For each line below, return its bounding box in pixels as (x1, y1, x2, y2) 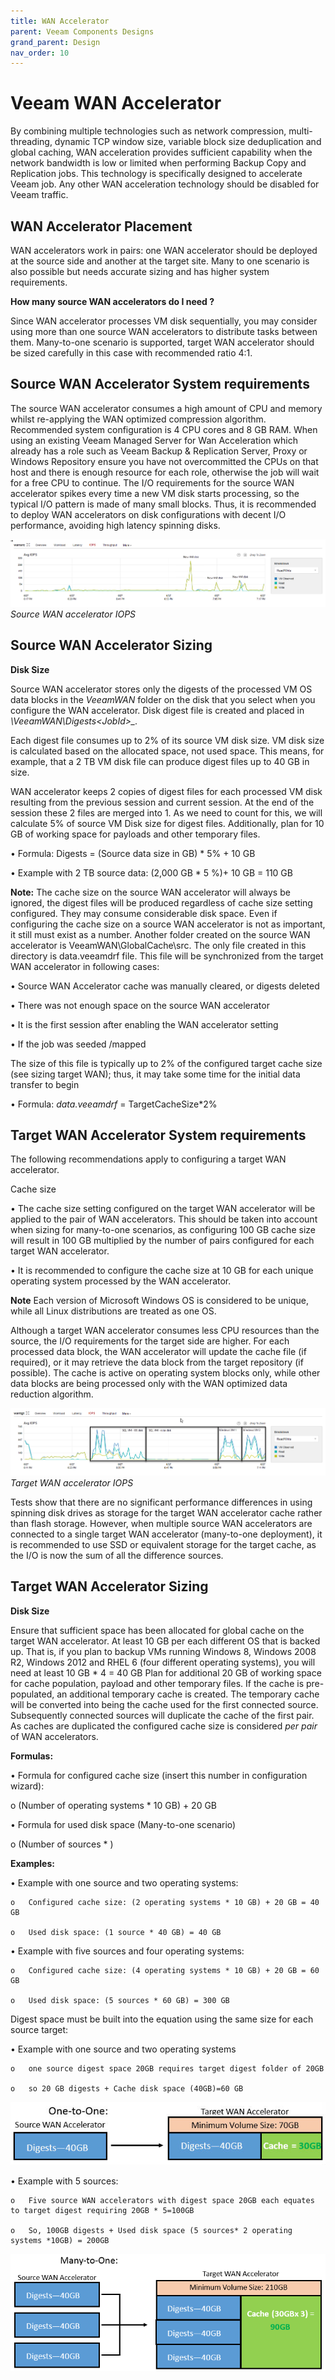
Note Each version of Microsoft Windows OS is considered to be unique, (10, 1295, 310, 1307)
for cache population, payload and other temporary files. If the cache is (10, 1677, 305, 1689)
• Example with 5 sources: (10, 2175, 119, 2187)
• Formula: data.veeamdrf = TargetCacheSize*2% (10, 1098, 218, 1110)
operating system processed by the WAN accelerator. (10, 1275, 232, 1287)
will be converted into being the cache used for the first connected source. (10, 1698, 319, 1710)
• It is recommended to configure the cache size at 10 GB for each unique (10, 1265, 314, 1277)
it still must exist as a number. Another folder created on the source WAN (10, 928, 311, 940)
